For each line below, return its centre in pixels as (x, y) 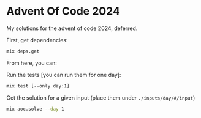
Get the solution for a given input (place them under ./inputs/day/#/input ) (101, 98)
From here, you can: (32, 63)
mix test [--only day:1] (38, 86)
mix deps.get (23, 51)
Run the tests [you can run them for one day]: (64, 75)
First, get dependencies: (37, 40)
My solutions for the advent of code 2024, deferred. (72, 28)
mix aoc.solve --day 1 (35, 109)
